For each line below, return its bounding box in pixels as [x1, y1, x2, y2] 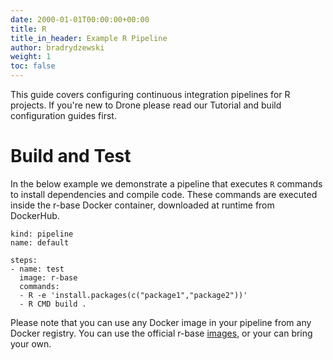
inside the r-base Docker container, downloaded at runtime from [10, 199, 275, 211]
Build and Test [10, 145, 132, 168]
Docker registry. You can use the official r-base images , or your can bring [10, 327, 313, 339]
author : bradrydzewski [10, 42, 105, 53]
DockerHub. [10, 209, 60, 221]
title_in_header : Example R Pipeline [10, 33, 168, 43]
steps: [10, 255, 38, 265]
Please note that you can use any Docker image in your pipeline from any [10, 316, 312, 328]
